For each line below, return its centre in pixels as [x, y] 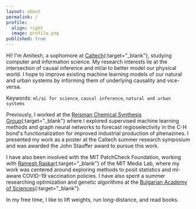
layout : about [24, 11]
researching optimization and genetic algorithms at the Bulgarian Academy [97, 182]
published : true [26, 39]
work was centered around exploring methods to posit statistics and [89, 170]
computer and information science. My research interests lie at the [87, 62]
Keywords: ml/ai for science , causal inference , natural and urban [89, 98]
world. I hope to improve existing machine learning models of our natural [94, 74]
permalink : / [22, 17]
